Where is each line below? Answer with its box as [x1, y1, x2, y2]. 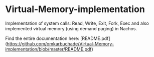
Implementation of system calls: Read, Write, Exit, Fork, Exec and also [5, 20, 149, 26]
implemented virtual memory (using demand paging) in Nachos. [5, 25, 137, 31]
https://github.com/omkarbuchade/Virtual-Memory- [7, 40, 114, 46]
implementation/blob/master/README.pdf [5, 46, 92, 52]
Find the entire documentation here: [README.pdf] [5, 35, 110, 41]
